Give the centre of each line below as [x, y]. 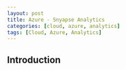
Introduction [34, 59]
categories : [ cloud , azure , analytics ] [64, 26]
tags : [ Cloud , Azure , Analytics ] [54, 32]
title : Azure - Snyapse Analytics [56, 20]
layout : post [26, 13]
